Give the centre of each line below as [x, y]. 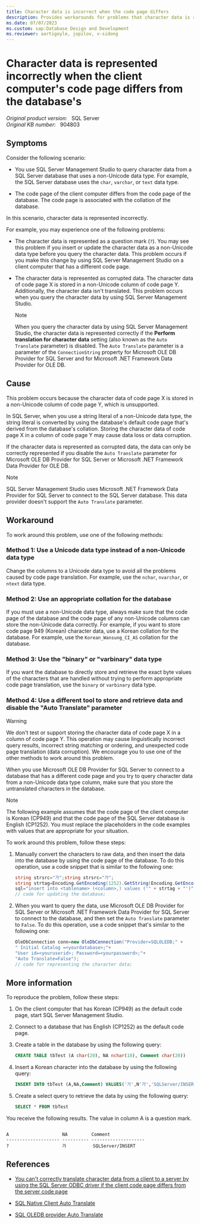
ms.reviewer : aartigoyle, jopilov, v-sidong [62, 34]
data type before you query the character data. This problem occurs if [101, 254]
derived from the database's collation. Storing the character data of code [96, 429]
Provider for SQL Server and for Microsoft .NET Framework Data [93, 358]
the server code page [41, 1191]
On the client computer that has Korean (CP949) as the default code [99, 1009]
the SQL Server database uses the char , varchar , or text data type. [97, 182]
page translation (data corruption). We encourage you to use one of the [94, 752]
